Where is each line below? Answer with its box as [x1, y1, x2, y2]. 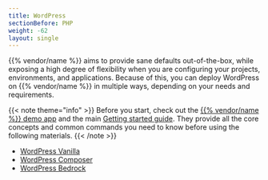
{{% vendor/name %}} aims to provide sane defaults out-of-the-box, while [8, 56, 254, 66]
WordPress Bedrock [19, 163, 86, 173]
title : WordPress [8, 11, 66, 20]
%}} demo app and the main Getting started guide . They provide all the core [8, 114, 259, 124]
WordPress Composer [19, 155, 94, 165]
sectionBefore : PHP [8, 19, 74, 27]
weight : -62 [8, 26, 48, 34]
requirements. [8, 90, 54, 100]
